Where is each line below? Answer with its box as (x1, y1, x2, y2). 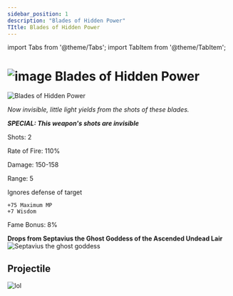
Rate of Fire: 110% (7, 147, 61, 155)
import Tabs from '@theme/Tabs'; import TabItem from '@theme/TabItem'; (7, 43, 227, 52)
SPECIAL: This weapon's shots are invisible (7, 119, 139, 128)
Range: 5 (7, 174, 34, 183)
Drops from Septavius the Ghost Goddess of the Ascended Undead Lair (7, 234, 223, 243)
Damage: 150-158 (7, 161, 59, 169)
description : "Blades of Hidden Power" (7, 17, 126, 24)
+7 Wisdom (7, 208, 37, 216)
